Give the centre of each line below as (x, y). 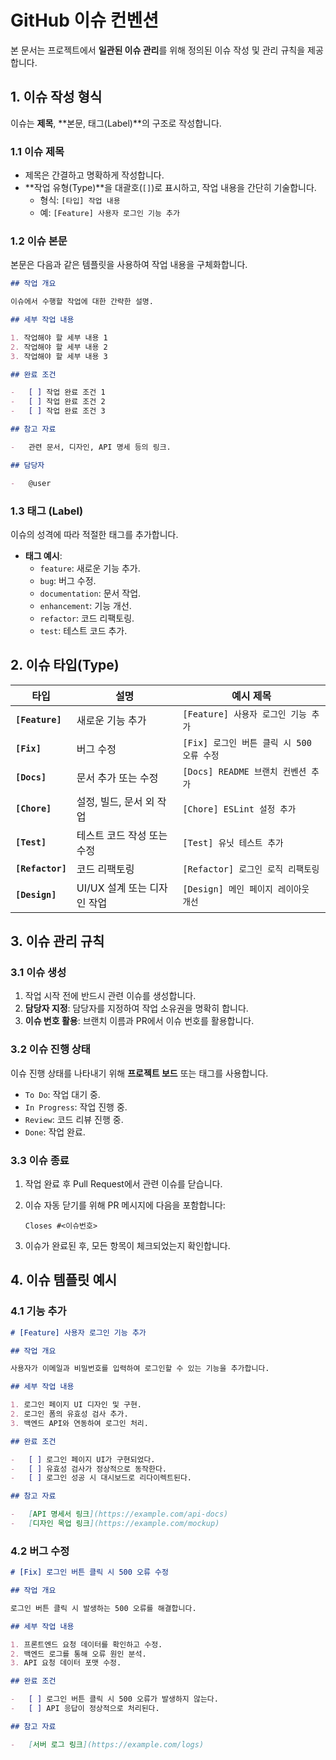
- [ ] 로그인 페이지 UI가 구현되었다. (83, 1459)
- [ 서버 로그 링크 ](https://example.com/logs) (107, 1744)
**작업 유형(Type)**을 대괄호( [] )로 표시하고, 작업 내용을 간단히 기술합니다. (170, 188)
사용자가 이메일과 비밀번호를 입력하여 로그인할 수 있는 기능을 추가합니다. (140, 1369)
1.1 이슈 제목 (37, 151)
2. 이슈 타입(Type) (65, 665)
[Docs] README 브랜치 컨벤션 (244, 771)
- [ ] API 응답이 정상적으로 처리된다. (85, 1709)
